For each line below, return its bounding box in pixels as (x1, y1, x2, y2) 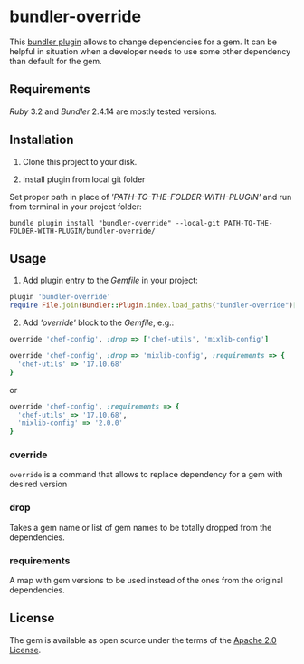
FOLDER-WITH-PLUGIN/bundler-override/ (9, 226, 156, 236)
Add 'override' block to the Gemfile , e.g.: (22, 317, 175, 328)
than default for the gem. (9, 55, 102, 66)
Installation (9, 132, 74, 148)
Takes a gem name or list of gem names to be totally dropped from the (9, 522, 272, 533)
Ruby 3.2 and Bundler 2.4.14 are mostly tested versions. (9, 106, 217, 117)
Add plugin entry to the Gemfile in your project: (22, 274, 199, 286)
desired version (9, 478, 68, 490)
